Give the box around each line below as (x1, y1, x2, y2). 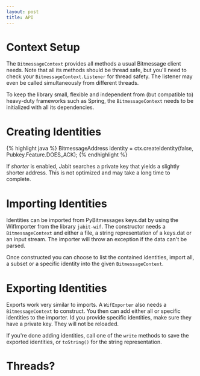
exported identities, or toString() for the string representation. (6, 338, 162, 346)
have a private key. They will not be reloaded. (6, 320, 119, 328)
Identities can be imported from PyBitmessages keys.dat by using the (6, 217, 179, 224)
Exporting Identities (6, 281, 107, 295)
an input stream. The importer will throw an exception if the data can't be (6, 236, 187, 243)
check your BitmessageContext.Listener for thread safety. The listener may (6, 73, 193, 80)
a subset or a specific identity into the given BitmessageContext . (6, 260, 164, 268)
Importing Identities (6, 197, 107, 211)
